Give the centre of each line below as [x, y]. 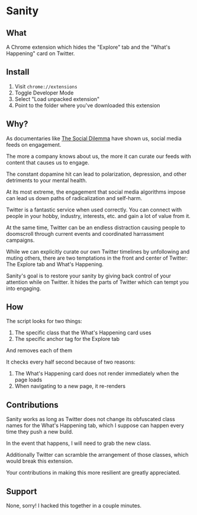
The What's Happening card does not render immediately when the [97, 374]
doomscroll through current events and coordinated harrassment [85, 233]
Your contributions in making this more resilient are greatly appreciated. [93, 473]
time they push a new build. [40, 432]
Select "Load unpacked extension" [57, 99]
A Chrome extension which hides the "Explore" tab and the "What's [88, 47]
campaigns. [20, 240]
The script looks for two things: [44, 321]
